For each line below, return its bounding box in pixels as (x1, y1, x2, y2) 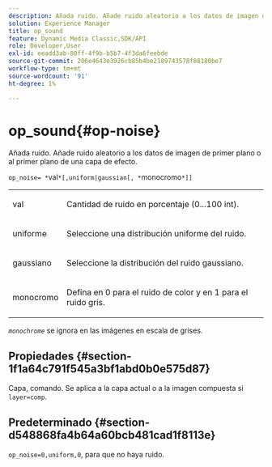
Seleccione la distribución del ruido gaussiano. (66, 257, 244, 269)
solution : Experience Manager (8, 19, 111, 28)
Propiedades (8, 349, 74, 363)
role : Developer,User (8, 42, 82, 50)
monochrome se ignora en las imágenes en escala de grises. (8, 325, 203, 336)
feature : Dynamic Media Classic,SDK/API (8, 34, 147, 43)
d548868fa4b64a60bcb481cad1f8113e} (8, 428, 216, 442)
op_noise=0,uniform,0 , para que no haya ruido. (8, 450, 164, 460)
